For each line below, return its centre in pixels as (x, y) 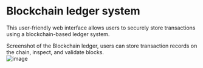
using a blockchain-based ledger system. (58, 34)
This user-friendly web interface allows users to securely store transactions (101, 28)
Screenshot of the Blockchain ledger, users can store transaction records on (102, 46)
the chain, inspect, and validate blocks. (55, 52)
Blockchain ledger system (73, 11)
